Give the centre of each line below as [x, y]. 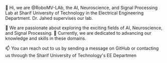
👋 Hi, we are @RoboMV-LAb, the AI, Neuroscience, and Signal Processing [81, 8]
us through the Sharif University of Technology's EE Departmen [71, 55]
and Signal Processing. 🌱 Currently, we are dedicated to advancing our [78, 33]
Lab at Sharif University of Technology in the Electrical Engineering [74, 13]
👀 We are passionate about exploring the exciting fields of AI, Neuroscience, [84, 28]
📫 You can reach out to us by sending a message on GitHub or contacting [82, 48]
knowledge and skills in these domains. [46, 38]
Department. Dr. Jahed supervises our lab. [49, 18]
